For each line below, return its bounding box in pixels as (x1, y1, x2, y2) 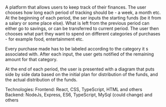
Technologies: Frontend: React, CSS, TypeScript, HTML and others (5, 86, 143, 92)
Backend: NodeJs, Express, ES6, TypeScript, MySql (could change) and (5, 92, 153, 97)
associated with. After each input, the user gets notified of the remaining (5, 51, 154, 57)
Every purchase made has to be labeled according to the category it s (5, 46, 149, 51)
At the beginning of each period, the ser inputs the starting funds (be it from (5, 15, 161, 20)
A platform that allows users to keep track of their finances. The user (5, 4, 147, 10)
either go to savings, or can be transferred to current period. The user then (5, 25, 159, 31)
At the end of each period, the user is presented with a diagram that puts (5, 66, 155, 72)
